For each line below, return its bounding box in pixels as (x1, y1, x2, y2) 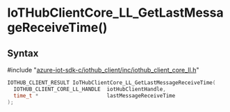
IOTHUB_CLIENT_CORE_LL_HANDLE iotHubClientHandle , (13, 86, 167, 93)
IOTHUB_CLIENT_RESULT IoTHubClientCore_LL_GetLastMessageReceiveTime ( (7, 79, 216, 86)
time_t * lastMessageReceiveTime (13, 92, 176, 99)
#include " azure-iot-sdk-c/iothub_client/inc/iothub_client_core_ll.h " (7, 66, 199, 74)
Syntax (7, 47, 39, 59)
